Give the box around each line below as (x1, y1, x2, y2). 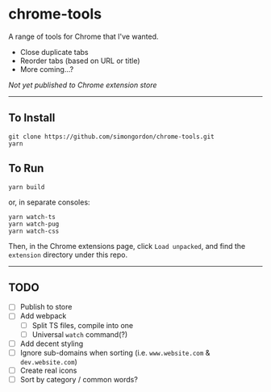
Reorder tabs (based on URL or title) (19, 56, 140, 65)
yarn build (8, 183, 45, 191)
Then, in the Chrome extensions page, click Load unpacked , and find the (8, 241, 246, 251)
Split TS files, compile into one (31, 320, 134, 330)
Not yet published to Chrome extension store (8, 80, 157, 90)
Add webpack (19, 311, 67, 321)
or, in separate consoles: (8, 197, 90, 207)
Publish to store (19, 302, 73, 312)
